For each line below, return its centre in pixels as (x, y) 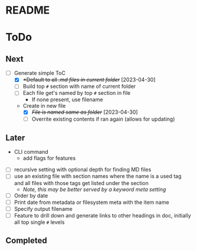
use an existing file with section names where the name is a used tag (98, 176)
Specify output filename (43, 209)
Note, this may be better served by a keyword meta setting (94, 189)
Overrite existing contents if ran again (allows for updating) (103, 119)
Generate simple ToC (40, 73)
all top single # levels (39, 222)
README (28, 10)
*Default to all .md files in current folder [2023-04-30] (89, 80)
